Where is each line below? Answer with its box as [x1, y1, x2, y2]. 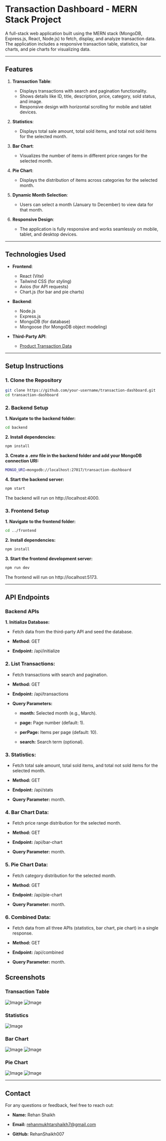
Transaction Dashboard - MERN [5, 3, 137, 15]
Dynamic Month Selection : [12, 192, 68, 198]
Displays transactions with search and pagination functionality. [19, 88, 147, 94]
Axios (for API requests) [19, 283, 69, 289]
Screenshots [5, 973, 45, 982]
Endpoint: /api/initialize [12, 648, 60, 654]
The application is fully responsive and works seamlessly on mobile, [19, 226, 159, 232]
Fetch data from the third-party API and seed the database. [12, 629, 133, 635]
